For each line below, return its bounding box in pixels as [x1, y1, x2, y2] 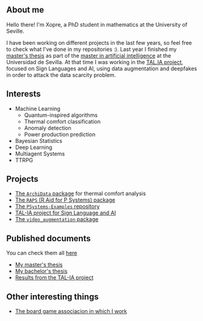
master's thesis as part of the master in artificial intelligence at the [6, 51, 171, 59]
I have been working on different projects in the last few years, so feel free [6, 39, 192, 46]
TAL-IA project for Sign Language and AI [15, 209, 116, 217]
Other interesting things [6, 291, 99, 302]
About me [6, 5, 44, 15]
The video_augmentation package [15, 216, 99, 223]
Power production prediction [24, 130, 96, 138]
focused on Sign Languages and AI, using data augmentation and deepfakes [6, 65, 198, 72]
